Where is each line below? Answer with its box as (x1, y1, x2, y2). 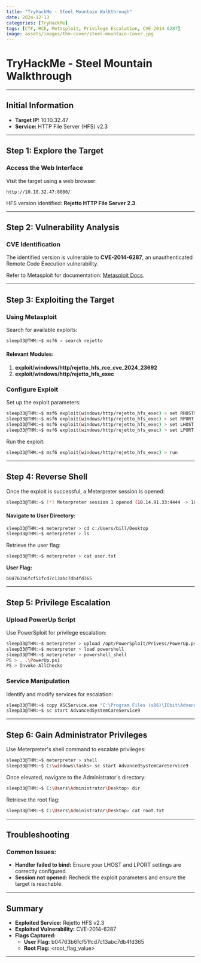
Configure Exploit (6, 385, 59, 394)
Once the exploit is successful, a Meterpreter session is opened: (6, 487, 165, 495)
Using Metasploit (6, 312, 57, 321)
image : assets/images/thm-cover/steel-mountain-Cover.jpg (6, 31, 154, 37)
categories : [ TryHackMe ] (6, 20, 68, 26)
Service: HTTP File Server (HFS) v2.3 (14, 123, 108, 130)
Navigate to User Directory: (6, 512, 76, 519)
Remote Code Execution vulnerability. (6, 260, 99, 267)
